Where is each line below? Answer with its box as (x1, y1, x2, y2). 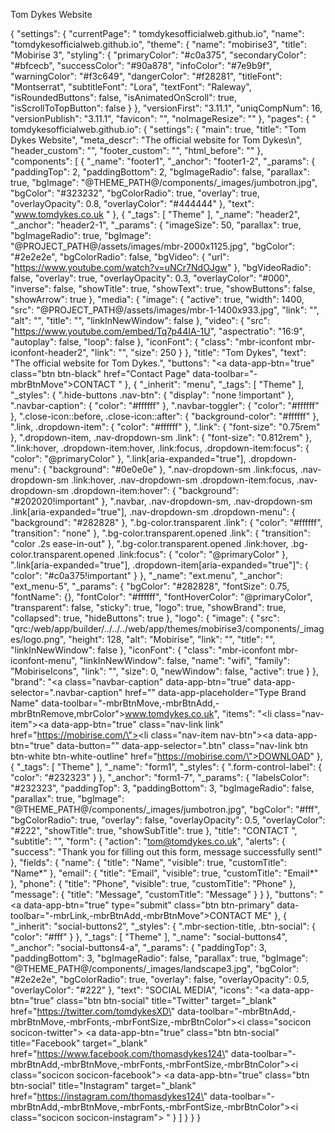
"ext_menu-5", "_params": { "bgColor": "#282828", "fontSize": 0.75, (10, 580, 290, 592)
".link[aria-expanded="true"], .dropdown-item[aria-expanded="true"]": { (10, 559, 309, 571)
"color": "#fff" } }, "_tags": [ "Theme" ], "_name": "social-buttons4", (10, 931, 288, 943)
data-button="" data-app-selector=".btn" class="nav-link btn (56, 740, 309, 751)
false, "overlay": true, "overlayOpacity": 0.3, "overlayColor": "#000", (10, 272, 292, 284)
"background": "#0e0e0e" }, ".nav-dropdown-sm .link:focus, (48, 464, 298, 475)
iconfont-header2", (10, 347, 89, 358)
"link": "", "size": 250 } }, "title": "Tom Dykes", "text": (90, 347, 307, 358)
